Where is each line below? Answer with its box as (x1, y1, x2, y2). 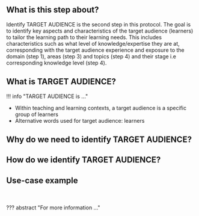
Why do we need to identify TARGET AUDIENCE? (6, 135, 192, 145)
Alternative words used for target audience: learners (14, 117, 145, 124)
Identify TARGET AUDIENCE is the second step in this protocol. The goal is (6, 20, 191, 28)
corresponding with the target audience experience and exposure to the (6, 46, 185, 54)
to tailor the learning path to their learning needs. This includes (6, 33, 162, 41)
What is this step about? (6, 5, 99, 15)
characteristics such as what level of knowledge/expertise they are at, (6, 40, 180, 47)
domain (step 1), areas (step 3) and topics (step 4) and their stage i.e (6, 52, 176, 60)
